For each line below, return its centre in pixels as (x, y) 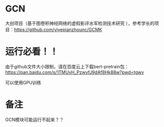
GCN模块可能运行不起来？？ (35, 119)
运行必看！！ (32, 52)
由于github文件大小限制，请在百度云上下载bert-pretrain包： (67, 66)
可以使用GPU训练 (23, 82)
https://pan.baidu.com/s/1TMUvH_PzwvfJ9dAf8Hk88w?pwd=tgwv (75, 72)
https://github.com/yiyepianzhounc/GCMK (58, 29)
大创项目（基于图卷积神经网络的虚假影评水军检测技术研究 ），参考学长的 (80, 23)
